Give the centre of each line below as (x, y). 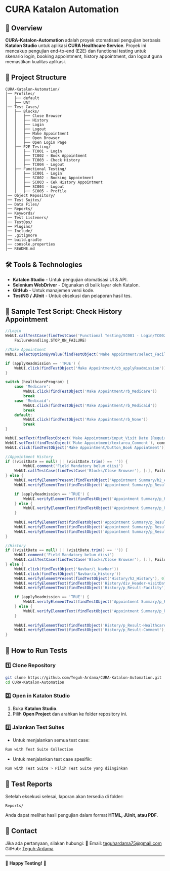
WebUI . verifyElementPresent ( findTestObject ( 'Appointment (76, 480)
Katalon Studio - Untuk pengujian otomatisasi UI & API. (70, 279)
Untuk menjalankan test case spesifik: (52, 759)
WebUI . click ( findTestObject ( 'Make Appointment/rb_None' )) (86, 420)
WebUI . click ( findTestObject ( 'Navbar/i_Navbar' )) (67, 569)
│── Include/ (19, 231)
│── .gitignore (21, 235)
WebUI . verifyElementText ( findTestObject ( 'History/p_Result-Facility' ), (91, 588)
